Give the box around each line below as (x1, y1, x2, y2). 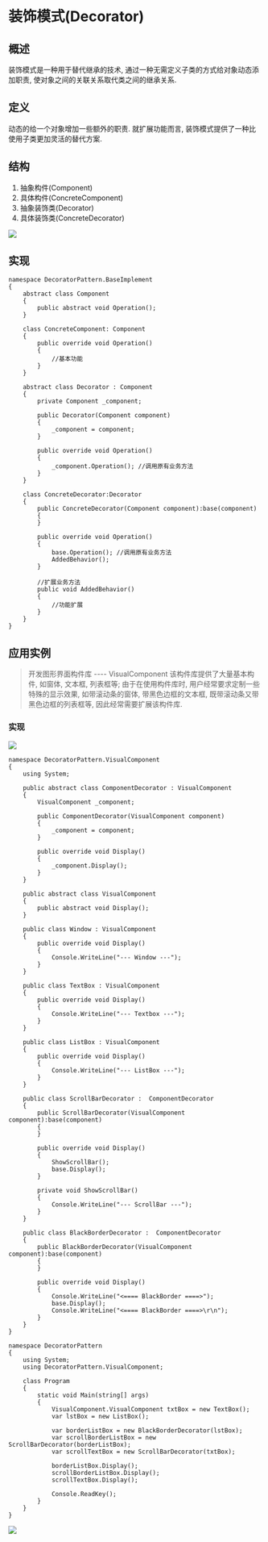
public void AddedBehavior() (37, 586, 135, 594)
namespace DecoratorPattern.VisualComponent (8, 755, 160, 763)
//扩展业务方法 (37, 579, 80, 587)
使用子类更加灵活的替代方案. (8, 134, 103, 144)
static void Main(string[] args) (37, 1391, 150, 1399)
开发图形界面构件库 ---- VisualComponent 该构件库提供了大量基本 (27, 669, 248, 679)
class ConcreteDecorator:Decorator (23, 491, 142, 499)
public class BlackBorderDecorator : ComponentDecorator (23, 1228, 221, 1237)
